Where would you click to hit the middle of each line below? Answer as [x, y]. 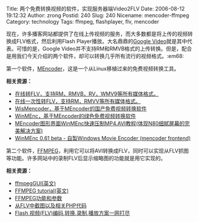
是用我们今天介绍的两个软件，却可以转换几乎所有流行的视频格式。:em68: [95, 56]
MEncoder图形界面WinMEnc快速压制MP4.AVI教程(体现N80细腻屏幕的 [99, 123]
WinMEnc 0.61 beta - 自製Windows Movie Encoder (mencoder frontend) [103, 138]
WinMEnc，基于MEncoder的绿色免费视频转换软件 [75, 116]
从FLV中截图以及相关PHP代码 [51, 205]
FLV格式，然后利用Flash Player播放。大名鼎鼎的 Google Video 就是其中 [102, 41]
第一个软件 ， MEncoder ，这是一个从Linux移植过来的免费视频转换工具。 [93, 69]
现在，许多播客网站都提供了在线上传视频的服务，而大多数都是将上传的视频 [97, 34]
